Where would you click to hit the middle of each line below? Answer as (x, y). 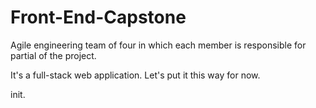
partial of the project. (53, 55)
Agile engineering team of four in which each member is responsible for (158, 45)
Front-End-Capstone (98, 17)
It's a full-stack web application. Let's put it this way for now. (135, 75)
